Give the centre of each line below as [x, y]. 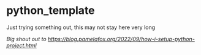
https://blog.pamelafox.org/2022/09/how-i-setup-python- [121, 39]
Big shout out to [27, 39]
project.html [21, 45]
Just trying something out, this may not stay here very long [81, 27]
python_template [51, 11]
